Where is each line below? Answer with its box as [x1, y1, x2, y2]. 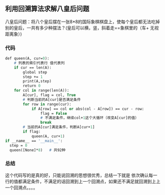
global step [23, 69, 48, 75]
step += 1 [23, 74, 43, 79]
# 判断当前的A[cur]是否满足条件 [23, 97, 81, 102]
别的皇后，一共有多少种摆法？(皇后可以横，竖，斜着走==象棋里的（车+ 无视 [5, 25, 159, 31]
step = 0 [9, 143, 28, 148]
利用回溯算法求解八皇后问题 [5, 4, 90, 13]
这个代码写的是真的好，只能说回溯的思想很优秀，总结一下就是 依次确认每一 [5, 172, 158, 178]
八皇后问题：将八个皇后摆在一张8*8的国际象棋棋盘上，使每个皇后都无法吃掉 [5, 19, 160, 25]
